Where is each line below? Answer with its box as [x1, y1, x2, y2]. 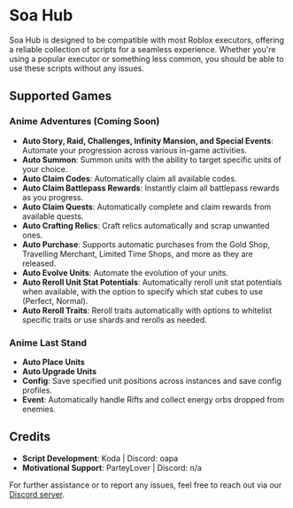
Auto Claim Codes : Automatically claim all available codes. [21, 173, 237, 184]
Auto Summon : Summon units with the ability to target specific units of [21, 154, 281, 165]
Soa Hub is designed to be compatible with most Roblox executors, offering [9, 35, 285, 45]
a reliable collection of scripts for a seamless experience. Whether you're [9, 43, 276, 54]
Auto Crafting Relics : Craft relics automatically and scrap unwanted [21, 220, 270, 231]
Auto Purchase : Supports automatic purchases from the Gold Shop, [21, 238, 270, 249]
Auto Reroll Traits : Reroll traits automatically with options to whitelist [21, 305, 273, 316]
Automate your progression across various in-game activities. [21, 145, 248, 155]
